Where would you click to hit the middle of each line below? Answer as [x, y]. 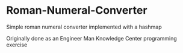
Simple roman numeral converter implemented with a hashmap [84, 27]
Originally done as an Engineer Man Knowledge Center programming [92, 38]
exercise [17, 45]
